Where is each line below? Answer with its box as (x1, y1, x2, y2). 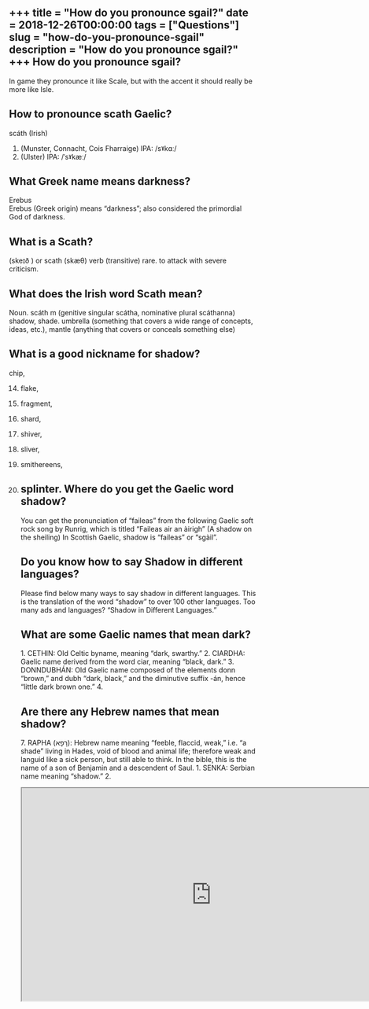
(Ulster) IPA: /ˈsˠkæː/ (20, 152, 87, 161)
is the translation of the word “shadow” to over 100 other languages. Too (20, 597, 256, 606)
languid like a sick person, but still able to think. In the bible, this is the (20, 755, 247, 764)
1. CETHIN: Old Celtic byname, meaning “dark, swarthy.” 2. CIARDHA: (20, 649, 245, 658)
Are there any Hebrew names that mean (20, 705, 220, 718)
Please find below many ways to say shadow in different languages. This (20, 588, 256, 598)
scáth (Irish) (9, 128, 48, 138)
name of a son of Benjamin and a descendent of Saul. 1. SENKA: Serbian (20, 763, 255, 773)
